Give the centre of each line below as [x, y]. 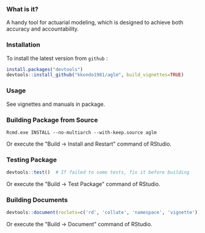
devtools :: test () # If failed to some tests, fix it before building [98, 172]
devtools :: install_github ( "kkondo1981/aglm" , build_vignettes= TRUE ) [95, 75]
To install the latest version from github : [57, 58]
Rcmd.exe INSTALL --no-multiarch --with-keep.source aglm [81, 132]
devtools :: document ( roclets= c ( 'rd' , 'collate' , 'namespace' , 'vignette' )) [103, 213]
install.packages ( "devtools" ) [45, 69]
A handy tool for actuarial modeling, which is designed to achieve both [95, 23]
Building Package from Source [52, 120]
